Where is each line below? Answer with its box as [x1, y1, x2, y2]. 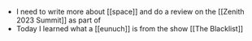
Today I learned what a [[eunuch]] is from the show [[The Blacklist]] [15, 24, 244, 33]
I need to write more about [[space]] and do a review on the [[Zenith [15, 7, 245, 16]
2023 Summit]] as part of [15, 15, 102, 25]
